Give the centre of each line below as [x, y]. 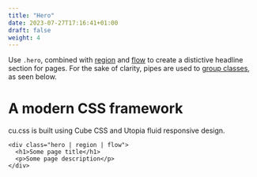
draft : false [30, 30]
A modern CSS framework [96, 109]
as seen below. [32, 77]
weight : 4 [25, 38]
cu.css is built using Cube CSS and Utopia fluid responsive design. [117, 130]
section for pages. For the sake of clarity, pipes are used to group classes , [129, 69]
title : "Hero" [32, 15]
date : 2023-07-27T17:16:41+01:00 [63, 23]
